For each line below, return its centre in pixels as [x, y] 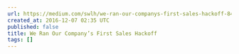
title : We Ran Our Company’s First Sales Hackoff [83, 33]
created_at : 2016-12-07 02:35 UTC [59, 20]
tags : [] [20, 40]
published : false [33, 27]
